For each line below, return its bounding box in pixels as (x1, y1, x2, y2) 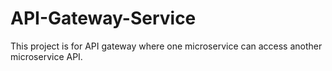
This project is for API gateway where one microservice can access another (10, 40, 323, 52)
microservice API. (10, 50, 83, 62)
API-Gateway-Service (10, 7, 197, 30)
